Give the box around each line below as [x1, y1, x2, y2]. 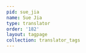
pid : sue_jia [6, 9, 40, 15]
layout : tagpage [6, 32, 48, 38]
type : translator [6, 20, 51, 26]
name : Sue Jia [6, 15, 43, 21]
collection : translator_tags [6, 37, 81, 43]
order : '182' [6, 26, 40, 32]
